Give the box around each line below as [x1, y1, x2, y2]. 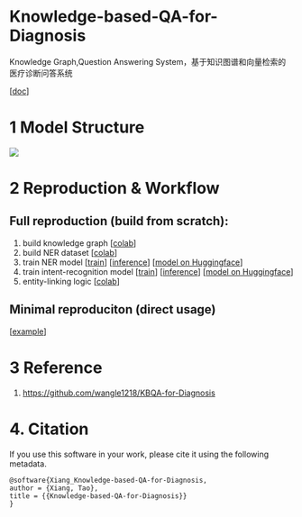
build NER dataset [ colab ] [22, 247, 117, 258]
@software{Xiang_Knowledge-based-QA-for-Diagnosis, [9, 476, 207, 485]
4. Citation [9, 419, 89, 439]
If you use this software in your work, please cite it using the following [9, 449, 270, 459]
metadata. [9, 458, 47, 469]
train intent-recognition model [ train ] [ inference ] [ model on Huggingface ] [22, 266, 294, 277]
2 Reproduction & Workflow [9, 178, 220, 199]
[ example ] [9, 326, 47, 337]
